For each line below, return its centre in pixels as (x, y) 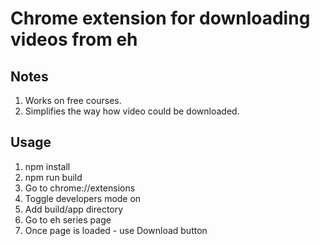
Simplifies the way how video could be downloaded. (132, 111)
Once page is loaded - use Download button (116, 230)
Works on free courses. (73, 100)
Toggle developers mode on (83, 198)
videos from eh (74, 39)
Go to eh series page (68, 219)
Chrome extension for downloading (160, 18)
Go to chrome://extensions (80, 188)
